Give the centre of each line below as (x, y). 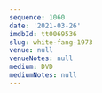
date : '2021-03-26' (45, 26)
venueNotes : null (41, 58)
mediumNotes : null (43, 75)
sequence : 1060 (37, 17)
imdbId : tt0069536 (43, 34)
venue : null (31, 50)
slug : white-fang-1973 (51, 42)
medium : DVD (31, 67)
